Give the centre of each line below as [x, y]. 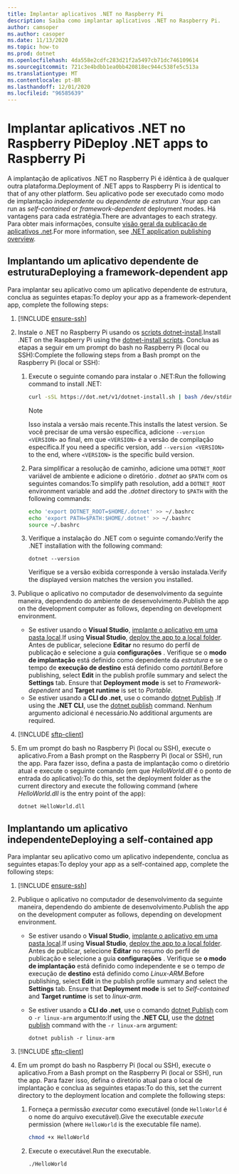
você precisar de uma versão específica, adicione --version [116, 432]
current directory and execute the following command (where [108, 786]
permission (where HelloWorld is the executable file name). [115, 1124]
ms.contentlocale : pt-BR [44, 80]
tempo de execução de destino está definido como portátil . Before [126, 668]
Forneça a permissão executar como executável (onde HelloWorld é [128, 1109]
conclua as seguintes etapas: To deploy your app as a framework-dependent [119, 297]
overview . [22, 239]
